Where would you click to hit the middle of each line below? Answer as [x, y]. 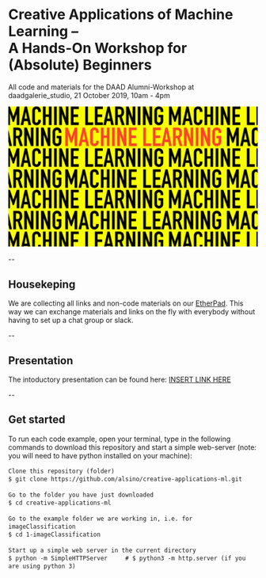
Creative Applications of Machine [121, 15]
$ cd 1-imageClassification [55, 534]
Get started [37, 420]
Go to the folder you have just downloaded [81, 495]
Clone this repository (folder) [61, 471]
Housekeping [42, 284]
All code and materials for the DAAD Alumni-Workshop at [101, 87]
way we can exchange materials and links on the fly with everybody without [132, 312]
